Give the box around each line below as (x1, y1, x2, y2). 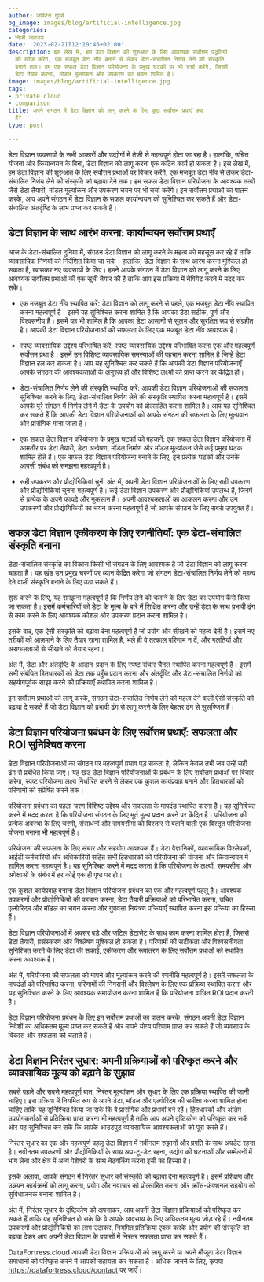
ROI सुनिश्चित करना (8, 738, 86, 751)
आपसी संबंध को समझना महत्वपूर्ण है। (19, 461, 112, 470)
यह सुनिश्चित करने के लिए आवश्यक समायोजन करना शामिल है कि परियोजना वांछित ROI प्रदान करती (8, 988, 254, 998)
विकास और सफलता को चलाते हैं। (8, 1031, 93, 1040)
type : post (8, 121, 44, 129)
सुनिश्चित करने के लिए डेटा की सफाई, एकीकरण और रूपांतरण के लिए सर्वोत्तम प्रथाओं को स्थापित (8, 946, 244, 955)
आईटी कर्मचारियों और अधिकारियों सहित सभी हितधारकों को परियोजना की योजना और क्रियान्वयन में (8, 852, 249, 862)
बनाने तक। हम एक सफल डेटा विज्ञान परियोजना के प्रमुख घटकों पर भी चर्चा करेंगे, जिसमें (15, 63, 228, 71)
